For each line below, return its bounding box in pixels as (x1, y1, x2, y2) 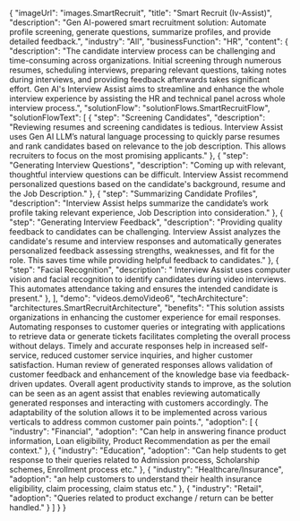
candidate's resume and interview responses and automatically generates (9, 236, 282, 246)
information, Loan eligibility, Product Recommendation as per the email (9, 436, 270, 446)
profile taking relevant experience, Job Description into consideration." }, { (9, 208, 284, 218)
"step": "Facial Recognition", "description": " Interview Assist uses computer (9, 264, 291, 275)
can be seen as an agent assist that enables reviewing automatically (9, 389, 261, 398)
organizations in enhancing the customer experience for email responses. (9, 312, 281, 322)
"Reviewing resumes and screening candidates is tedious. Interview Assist (9, 122, 284, 132)
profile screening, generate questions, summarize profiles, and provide (9, 27, 271, 37)
